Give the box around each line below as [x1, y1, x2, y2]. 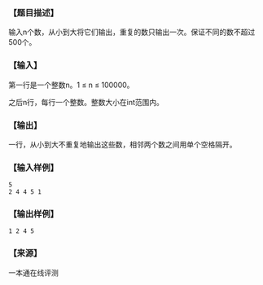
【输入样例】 [8, 161, 59, 173]
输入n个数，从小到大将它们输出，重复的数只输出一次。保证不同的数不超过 [8, 27, 256, 37]
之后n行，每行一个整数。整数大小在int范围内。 [8, 97, 164, 107]
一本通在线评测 [8, 267, 59, 278]
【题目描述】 [8, 7, 59, 18]
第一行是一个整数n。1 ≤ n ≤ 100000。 [8, 80, 134, 90]
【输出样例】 [8, 208, 59, 220]
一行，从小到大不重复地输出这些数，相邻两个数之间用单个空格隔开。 [8, 139, 237, 149]
